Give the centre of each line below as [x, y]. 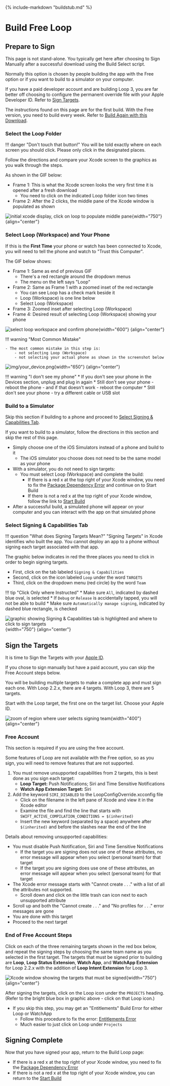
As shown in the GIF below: [34, 175]
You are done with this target [43, 917]
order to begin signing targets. [37, 562]
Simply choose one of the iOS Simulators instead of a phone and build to [88, 447]
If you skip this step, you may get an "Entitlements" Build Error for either [88, 1008]
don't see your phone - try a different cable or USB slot [63, 393]
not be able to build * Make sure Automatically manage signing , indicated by [85, 604]
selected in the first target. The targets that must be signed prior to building [84, 957]
